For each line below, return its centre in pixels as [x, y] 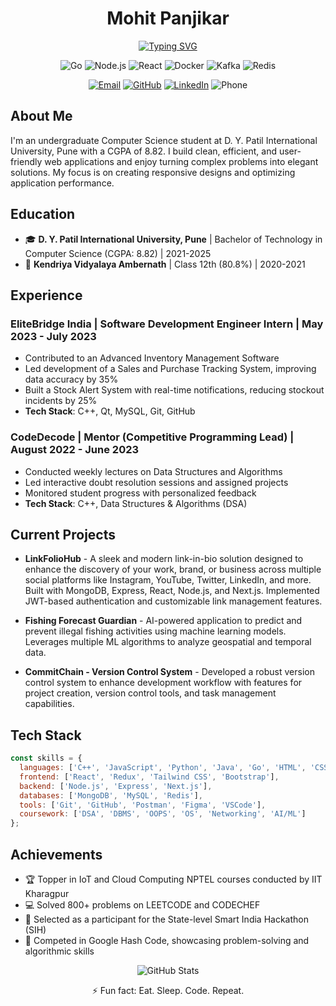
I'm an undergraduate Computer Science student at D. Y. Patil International [164, 140]
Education [43, 214]
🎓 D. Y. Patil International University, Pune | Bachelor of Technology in [173, 239]
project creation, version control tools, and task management [150, 693]
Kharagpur [47, 893]
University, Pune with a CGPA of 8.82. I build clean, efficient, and [144, 151]
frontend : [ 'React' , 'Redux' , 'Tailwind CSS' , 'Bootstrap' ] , [149, 777]
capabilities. [49, 704]
